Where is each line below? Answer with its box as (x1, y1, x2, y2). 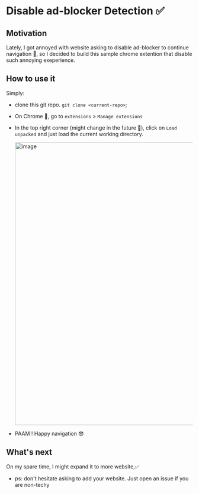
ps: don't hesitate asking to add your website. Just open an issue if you (14, 474, 189, 482)
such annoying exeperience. (6, 56, 75, 64)
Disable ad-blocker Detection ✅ (6, 4, 165, 18)
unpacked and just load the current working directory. (14, 130, 143, 137)
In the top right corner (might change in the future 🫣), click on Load (14, 124, 177, 131)
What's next (6, 447, 52, 457)
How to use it (6, 74, 56, 84)
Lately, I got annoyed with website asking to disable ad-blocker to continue (6, 44, 190, 51)
